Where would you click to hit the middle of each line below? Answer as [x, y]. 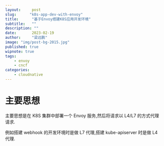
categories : [17, 70]
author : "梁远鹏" [26, 38]
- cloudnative [28, 75]
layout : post [23, 10]
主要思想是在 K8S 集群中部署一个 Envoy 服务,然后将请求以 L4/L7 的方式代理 [82, 116]
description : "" [22, 28]
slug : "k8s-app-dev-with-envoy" [44, 14]
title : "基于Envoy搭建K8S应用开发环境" [48, 19]
